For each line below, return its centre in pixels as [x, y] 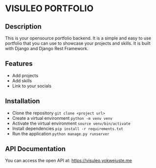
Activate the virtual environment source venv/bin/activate [71, 123]
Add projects [25, 75]
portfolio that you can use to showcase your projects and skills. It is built [78, 43]
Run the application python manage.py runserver [61, 133]
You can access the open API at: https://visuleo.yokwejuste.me [68, 161]
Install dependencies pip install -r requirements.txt [67, 128]
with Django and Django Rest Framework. [47, 48]
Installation [22, 101]
